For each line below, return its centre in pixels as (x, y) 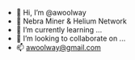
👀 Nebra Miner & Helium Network (71, 21)
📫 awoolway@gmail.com (58, 47)
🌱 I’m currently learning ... (59, 30)
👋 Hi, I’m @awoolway (51, 13)
